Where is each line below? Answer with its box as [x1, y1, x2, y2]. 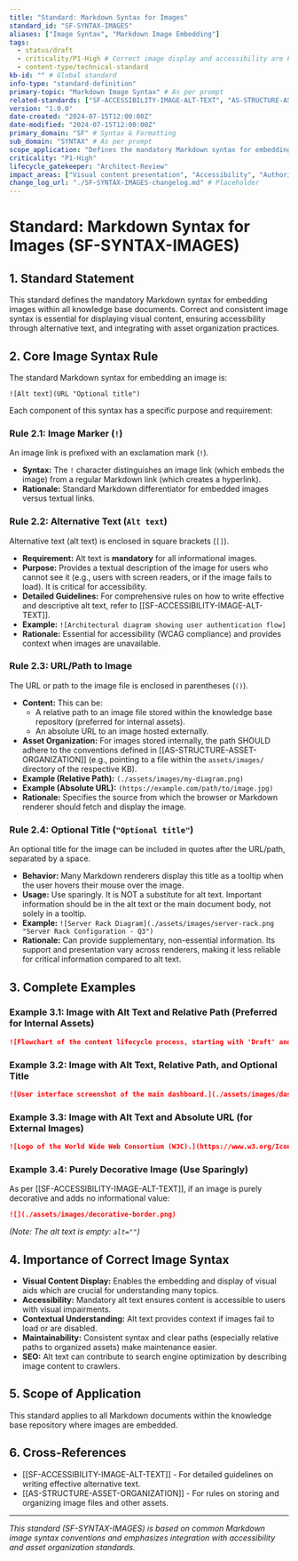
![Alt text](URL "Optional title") [9, 389, 141, 398]
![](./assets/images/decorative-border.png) [9, 1211, 176, 1219]
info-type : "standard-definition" [9, 79, 137, 88]
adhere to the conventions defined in [21, 744, 157, 755]
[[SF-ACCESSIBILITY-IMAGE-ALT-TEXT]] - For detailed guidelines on [21, 1468, 274, 1479]
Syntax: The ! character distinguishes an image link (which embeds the [21, 464, 286, 476]
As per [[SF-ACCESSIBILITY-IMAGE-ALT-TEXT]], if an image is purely [9, 1184, 263, 1195]
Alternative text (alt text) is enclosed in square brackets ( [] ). [9, 535, 230, 546]
